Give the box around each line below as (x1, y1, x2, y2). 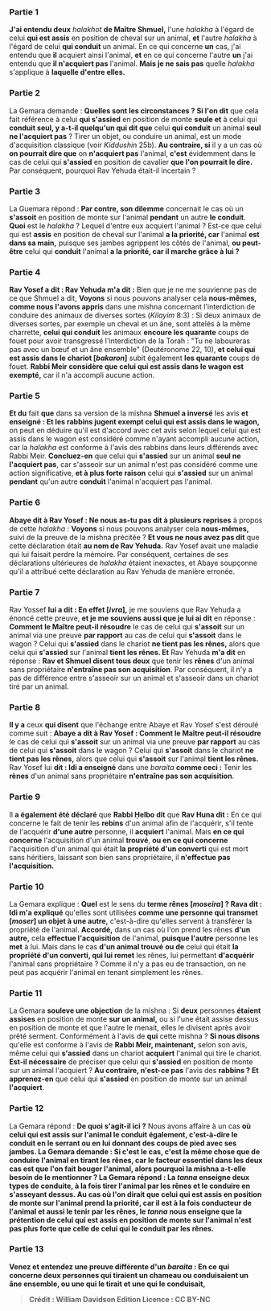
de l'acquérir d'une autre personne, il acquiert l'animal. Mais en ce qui (9, 826, 244, 836)
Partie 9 (9, 791, 41, 802)
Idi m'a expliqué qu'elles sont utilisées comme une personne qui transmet (9, 907, 258, 917)
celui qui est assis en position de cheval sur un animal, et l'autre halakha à (9, 33, 257, 43)
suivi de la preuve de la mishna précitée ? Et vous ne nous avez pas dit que (9, 532, 260, 542)
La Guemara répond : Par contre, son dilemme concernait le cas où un (9, 203, 244, 213)
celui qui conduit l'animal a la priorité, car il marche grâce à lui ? (24, 246, 240, 256)
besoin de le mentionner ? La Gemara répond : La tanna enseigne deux (9, 1172, 250, 1182)
